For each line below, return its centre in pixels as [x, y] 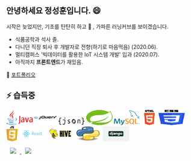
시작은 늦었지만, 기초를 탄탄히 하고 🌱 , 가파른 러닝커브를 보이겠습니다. [87, 27]
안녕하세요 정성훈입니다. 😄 [54, 11]
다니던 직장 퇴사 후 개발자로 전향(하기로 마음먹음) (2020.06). [86, 46]
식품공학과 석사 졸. [37, 39]
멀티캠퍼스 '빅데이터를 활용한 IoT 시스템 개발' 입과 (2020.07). [87, 54]
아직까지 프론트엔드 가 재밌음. [49, 62]
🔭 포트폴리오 [21, 75]
